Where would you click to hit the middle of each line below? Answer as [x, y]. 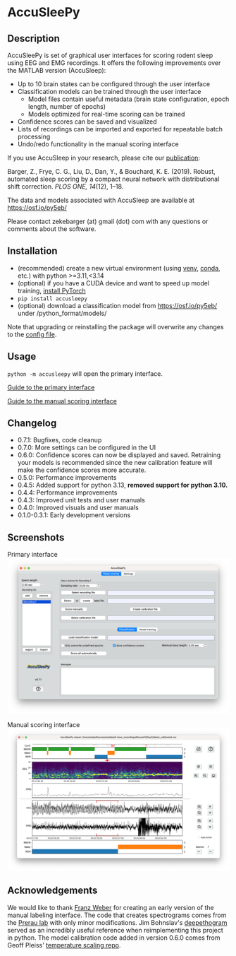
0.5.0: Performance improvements [67, 478]
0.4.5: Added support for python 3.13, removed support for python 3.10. [123, 485]
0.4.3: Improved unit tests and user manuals [81, 500]
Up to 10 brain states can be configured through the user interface [113, 84]
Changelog [32, 424]
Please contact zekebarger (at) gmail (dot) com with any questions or [108, 221]
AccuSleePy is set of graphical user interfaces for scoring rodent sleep [110, 55]
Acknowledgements [52, 891]
